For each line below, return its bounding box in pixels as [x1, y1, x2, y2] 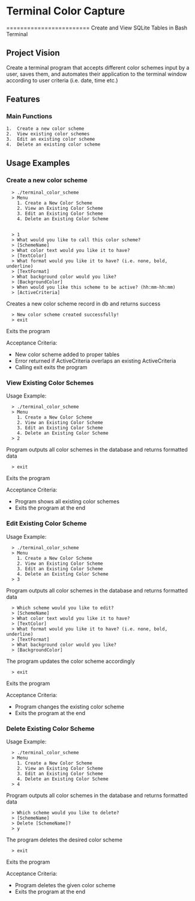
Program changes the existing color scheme [14, 703, 125, 710]
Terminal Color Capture [6, 4, 125, 18]
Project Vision [6, 48, 60, 58]
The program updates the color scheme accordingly [6, 657, 135, 665]
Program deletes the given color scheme [14, 882, 116, 889]
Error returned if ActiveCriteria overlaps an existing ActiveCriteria [14, 357, 176, 364]
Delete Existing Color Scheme [6, 724, 95, 733]
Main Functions [6, 112, 53, 121]
